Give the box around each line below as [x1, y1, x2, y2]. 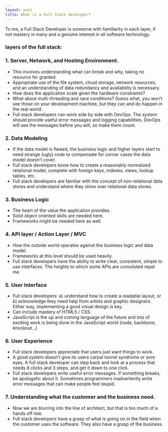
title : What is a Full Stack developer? [5, 12, 91, 17]
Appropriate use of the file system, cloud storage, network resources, [12, 79, 157, 85]
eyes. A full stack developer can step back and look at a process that [12, 360, 155, 366]
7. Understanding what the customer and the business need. [5, 393, 155, 400]
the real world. [12, 106, 43, 112]
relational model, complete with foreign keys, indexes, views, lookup [12, 167, 154, 174]
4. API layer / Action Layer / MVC [5, 231, 86, 238]
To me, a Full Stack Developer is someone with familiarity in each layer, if [5, 26, 156, 32]
